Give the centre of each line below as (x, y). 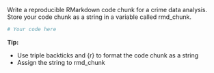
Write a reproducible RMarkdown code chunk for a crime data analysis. (107, 10)
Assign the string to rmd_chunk (61, 62)
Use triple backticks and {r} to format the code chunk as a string (108, 55)
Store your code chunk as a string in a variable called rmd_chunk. (99, 17)
